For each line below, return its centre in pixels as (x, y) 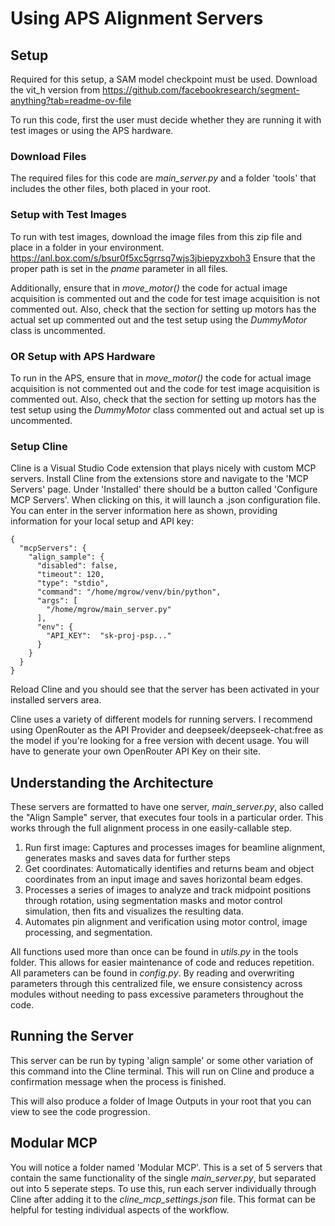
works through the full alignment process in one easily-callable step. (151, 828)
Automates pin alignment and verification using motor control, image (166, 921)
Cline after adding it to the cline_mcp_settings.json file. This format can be (163, 1199)
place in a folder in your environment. (87, 247)
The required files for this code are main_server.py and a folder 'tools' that (163, 178)
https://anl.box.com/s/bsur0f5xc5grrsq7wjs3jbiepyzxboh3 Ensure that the (163, 258)
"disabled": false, (77, 566)
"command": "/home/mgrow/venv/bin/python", (129, 592)
